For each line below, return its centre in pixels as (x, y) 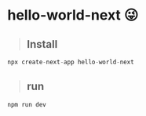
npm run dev (27, 104)
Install (42, 44)
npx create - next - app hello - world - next (71, 62)
